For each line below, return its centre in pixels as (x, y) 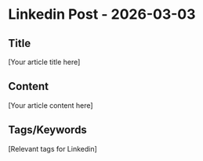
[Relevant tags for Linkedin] (53, 148)
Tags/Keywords (48, 130)
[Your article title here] (44, 62)
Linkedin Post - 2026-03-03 (102, 14)
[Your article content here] (51, 105)
